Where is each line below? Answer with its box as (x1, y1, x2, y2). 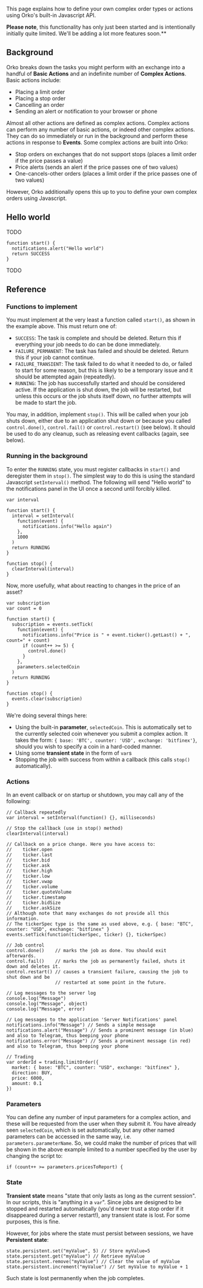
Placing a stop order (15, 94, 66, 102)
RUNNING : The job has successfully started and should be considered (15, 380, 185, 387)
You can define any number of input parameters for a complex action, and (6, 1114, 191, 1121)
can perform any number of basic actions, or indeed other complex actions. (6, 126, 195, 133)
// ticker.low (6, 873, 50, 879)
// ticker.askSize (6, 905, 61, 911)
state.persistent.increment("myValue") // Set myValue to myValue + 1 (6, 1264, 188, 1270)
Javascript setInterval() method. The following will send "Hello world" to (6, 478, 191, 485)
